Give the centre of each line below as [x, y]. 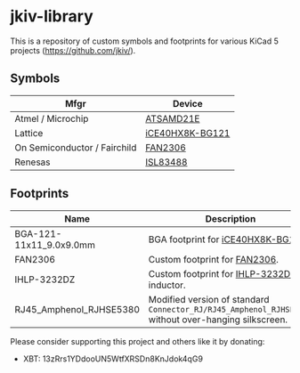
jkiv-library [52, 16]
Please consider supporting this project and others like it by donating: [138, 341]
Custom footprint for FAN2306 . [214, 259]
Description [231, 218]
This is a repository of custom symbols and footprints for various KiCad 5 [145, 41]
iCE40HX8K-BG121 [187, 133]
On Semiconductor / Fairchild [76, 147]
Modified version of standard [209, 299]
